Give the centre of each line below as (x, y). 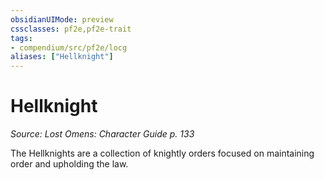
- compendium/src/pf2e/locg (69, 47)
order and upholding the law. (69, 164)
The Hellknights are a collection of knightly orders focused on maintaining (162, 153)
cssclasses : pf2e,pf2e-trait (71, 29)
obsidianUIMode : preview (62, 19)
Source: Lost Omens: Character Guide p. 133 (102, 134)
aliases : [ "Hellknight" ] (62, 57)
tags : (21, 38)
